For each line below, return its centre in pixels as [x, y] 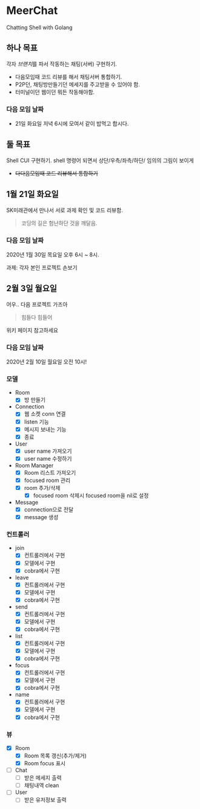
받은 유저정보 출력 [45, 800]
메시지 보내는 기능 [45, 429]
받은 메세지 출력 [43, 778]
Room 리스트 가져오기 [50, 472]
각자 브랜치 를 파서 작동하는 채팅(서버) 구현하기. [62, 64]
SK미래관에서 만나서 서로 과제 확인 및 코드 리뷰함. [65, 210]
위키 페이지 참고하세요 [32, 330]
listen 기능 [37, 422]
